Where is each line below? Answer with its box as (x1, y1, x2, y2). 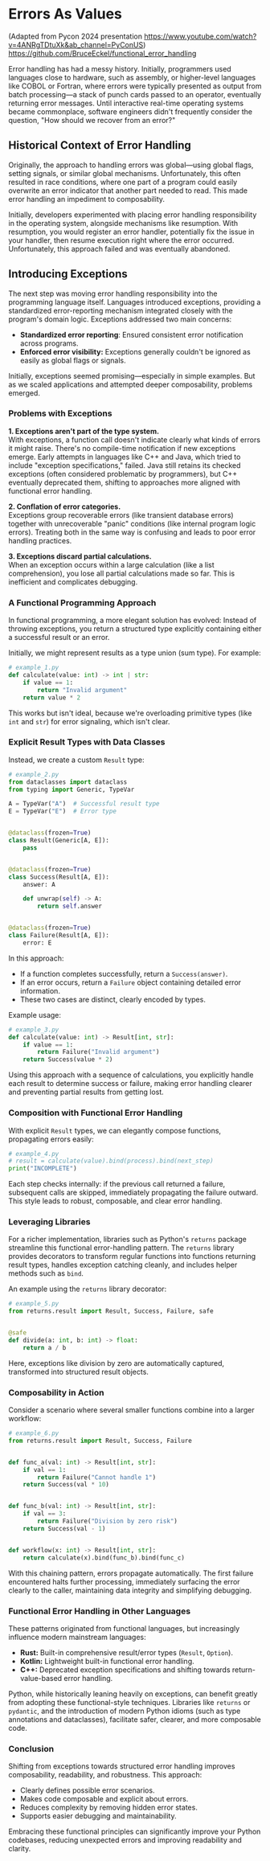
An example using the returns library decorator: (8, 1284, 167, 1294)
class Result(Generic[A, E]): (8, 837, 110, 845)
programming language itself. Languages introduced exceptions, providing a (8, 297, 261, 306)
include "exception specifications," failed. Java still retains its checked (8, 460, 241, 470)
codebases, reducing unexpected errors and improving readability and (8, 1835, 243, 1845)
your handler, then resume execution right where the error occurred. (8, 235, 235, 245)
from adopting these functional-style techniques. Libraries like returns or (8, 1697, 251, 1707)
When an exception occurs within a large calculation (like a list (8, 560, 215, 569)
